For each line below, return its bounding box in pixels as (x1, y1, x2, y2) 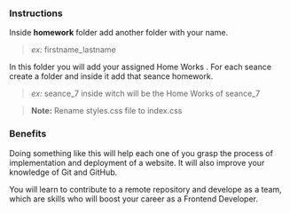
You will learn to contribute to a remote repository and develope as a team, (9, 184, 282, 194)
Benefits (9, 128, 47, 140)
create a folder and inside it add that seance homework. (9, 71, 214, 82)
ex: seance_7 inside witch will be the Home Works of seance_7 (30, 88, 261, 99)
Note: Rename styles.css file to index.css (30, 106, 183, 116)
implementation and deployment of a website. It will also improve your (9, 157, 265, 168)
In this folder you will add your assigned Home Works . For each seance (9, 61, 272, 73)
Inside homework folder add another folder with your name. (9, 28, 229, 38)
